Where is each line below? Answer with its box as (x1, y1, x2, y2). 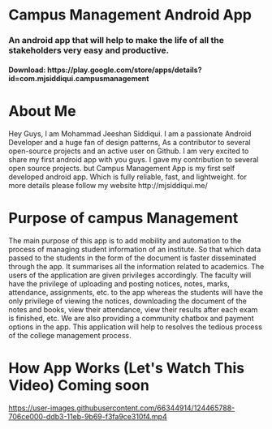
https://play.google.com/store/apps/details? (47, 65, 202, 75)
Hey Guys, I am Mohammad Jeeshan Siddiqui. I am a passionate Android (8, 128, 252, 139)
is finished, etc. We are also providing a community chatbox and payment (8, 313, 254, 323)
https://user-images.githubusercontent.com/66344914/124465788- (8, 403, 235, 413)
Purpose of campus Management (8, 208, 239, 227)
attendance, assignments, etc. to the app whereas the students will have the (8, 287, 264, 297)
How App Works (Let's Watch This (8, 358, 245, 377)
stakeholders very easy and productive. (8, 45, 169, 56)
